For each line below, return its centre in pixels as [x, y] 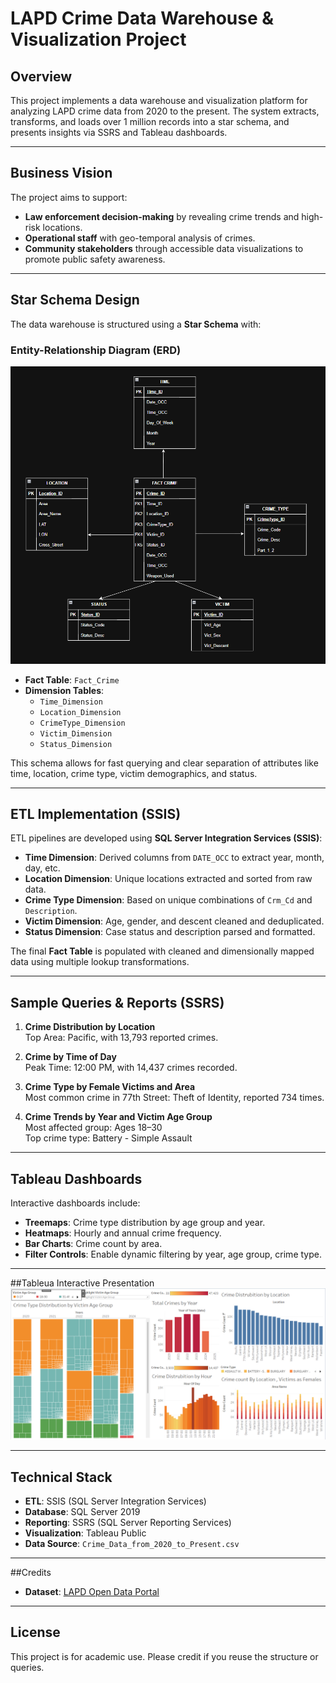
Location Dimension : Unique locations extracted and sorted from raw [168, 879]
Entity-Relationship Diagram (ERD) [96, 350]
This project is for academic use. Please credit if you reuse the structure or [164, 1656]
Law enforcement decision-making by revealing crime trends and [162, 216]
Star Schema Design [75, 300]
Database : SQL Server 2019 [82, 1511]
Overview [41, 76]
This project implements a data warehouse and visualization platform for [159, 100]
